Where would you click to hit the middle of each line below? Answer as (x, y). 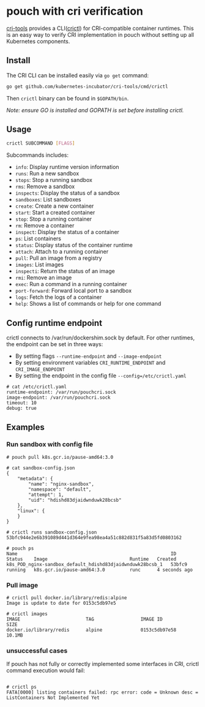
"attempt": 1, (46, 494)
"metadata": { (35, 478)
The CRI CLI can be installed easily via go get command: (77, 75)
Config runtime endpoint (54, 323)
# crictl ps (21, 687)
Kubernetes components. (38, 41)
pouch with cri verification (75, 11)
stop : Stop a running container (54, 219)
